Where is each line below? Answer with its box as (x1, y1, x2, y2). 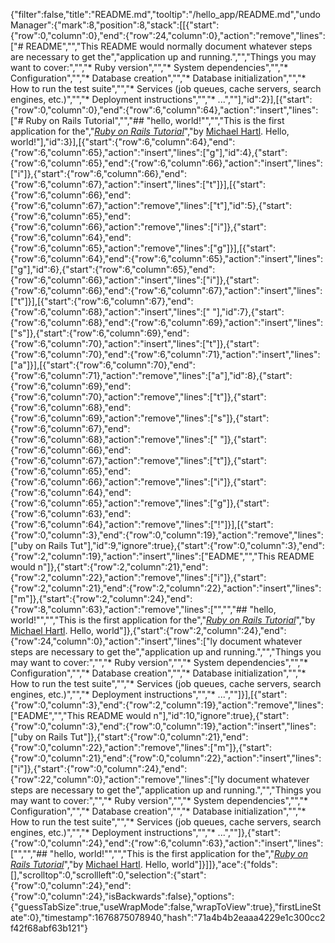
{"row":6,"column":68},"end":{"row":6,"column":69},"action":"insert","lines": (10, 317, 324, 328)
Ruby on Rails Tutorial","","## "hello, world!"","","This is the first (25, 115, 285, 126)
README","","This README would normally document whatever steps (25, 40, 313, 52)
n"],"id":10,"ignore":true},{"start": (153, 710, 290, 721)
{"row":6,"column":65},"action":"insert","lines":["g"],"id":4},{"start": (10, 147, 288, 158)
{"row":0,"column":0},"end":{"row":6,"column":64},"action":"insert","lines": (10, 104, 319, 116)
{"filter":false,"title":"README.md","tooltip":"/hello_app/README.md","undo (10, 9, 321, 20)
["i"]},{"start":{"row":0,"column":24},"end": (10, 763, 188, 774)
